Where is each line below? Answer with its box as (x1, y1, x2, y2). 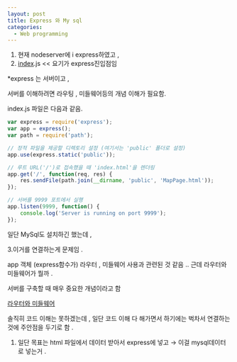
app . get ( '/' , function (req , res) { (7, 171, 113, 178)
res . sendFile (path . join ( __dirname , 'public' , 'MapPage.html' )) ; (20, 177, 214, 184)
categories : (7, 23, 43, 30)
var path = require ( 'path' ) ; (7, 132, 94, 139)
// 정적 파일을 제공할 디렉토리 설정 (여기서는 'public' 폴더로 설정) (7, 145, 186, 152)
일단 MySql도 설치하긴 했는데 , (7, 230, 92, 238)
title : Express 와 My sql (7, 17, 83, 24)
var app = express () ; (7, 125, 72, 132)
